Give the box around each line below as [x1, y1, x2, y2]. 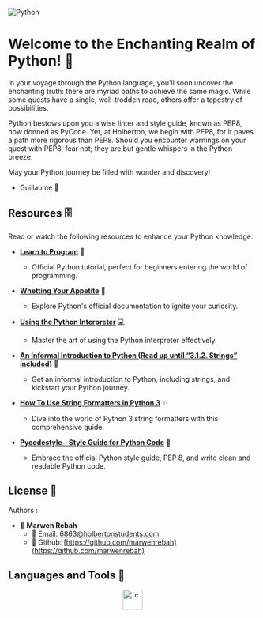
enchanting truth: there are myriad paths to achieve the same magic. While [8, 86, 251, 96]
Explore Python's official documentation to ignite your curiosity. [31, 301, 239, 311]
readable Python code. [31, 461, 106, 470]
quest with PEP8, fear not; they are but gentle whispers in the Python [8, 143, 233, 153]
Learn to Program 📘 [19, 247, 85, 256]
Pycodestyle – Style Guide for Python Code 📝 [19, 437, 171, 447]
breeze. [8, 152, 33, 161]
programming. [31, 270, 78, 280]
